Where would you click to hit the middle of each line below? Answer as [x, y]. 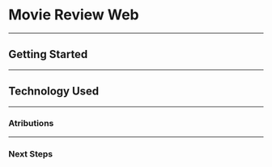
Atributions [31, 123]
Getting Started [48, 54]
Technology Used [54, 92]
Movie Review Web [74, 15]
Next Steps [31, 153]
